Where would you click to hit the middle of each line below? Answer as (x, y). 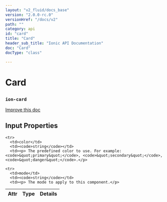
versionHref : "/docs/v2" (32, 19)
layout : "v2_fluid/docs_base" (37, 10)
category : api (20, 29)
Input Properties (32, 126)
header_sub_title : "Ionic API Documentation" (54, 43)
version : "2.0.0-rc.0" (29, 15)
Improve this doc (23, 110)
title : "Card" (20, 39)
